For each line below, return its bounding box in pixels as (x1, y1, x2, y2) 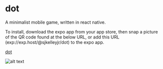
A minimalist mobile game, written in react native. (5, 19, 106, 25)
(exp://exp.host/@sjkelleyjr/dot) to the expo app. (5, 39, 104, 45)
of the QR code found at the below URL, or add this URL (5, 34, 120, 40)
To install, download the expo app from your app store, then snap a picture (5, 29, 158, 34)
